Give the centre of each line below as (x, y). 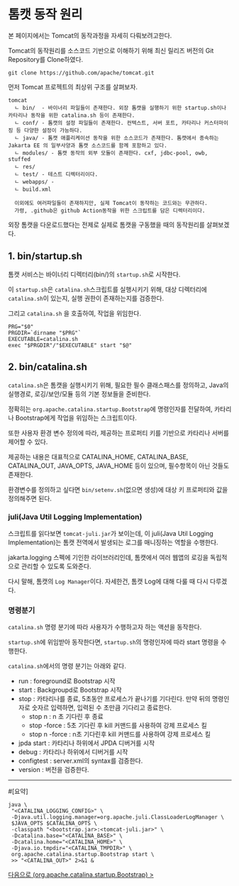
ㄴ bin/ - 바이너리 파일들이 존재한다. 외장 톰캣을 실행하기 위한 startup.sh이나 (121, 108)
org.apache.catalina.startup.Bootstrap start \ (83, 855)
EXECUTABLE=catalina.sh (43, 339)
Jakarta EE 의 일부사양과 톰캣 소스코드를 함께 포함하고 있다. (88, 145)
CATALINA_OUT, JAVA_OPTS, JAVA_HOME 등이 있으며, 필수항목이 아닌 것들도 (119, 466)
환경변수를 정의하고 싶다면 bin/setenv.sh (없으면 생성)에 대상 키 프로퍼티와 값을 (118, 489)
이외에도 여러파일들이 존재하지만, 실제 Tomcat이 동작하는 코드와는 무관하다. (111, 203)
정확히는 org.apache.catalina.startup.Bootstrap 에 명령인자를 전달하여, (111, 409)
